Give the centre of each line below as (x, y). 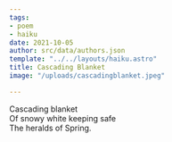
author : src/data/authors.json (67, 51)
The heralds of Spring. (50, 128)
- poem (21, 26)
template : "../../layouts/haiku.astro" (83, 59)
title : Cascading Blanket (57, 68)
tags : (19, 17)
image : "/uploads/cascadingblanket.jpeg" (87, 76)
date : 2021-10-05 (41, 42)
